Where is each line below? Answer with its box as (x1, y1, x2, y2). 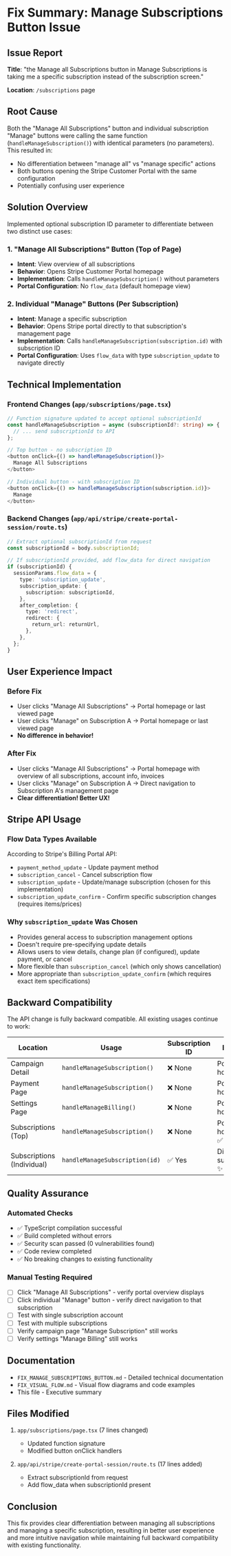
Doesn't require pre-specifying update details (16, 940, 146, 949)
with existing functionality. (7, 1541, 81, 1549)
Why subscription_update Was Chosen (7, 917, 138, 927)
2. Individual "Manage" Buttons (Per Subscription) (7, 299, 179, 308)
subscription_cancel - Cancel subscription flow (16, 871, 153, 879)
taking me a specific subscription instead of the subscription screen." (7, 72, 204, 81)
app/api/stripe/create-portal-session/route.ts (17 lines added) (16, 1460, 203, 1468)
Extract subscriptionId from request (27, 1473, 129, 1482)
